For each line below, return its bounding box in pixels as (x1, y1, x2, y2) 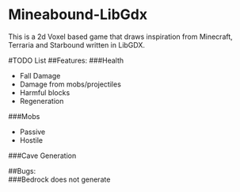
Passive (19, 127, 46, 136)
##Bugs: (8, 166, 36, 175)
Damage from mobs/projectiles (19, 79, 121, 89)
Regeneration (19, 96, 64, 106)
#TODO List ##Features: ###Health (8, 56, 124, 65)
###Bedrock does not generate (8, 175, 111, 184)
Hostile (19, 135, 44, 144)
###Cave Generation (8, 151, 77, 160)
